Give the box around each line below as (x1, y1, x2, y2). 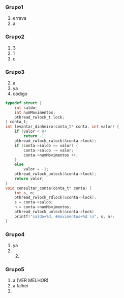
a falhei (12, 283, 28, 289)
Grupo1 (5, 4, 23, 11)
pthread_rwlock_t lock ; (14, 114, 65, 120)
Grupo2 (5, 33, 24, 40)
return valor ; (14, 176, 44, 181)
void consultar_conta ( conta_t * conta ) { (5, 186, 92, 191)
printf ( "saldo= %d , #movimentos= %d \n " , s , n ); (14, 214, 115, 219)
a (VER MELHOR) (12, 277, 49, 283)
